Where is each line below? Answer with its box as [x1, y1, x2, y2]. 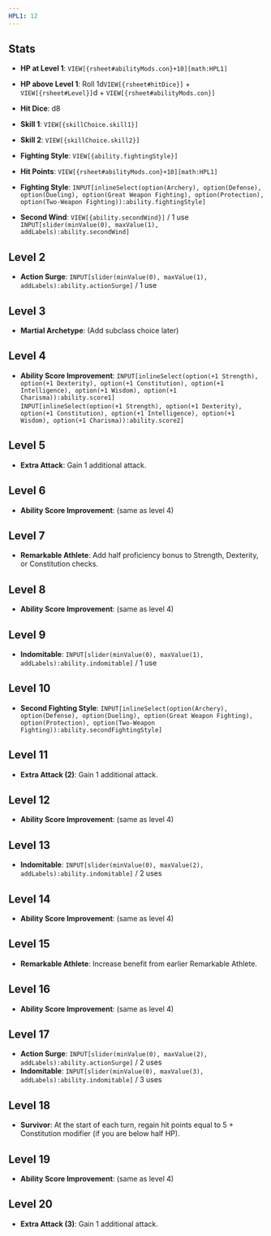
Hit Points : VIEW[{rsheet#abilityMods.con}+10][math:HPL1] [19, 167, 218, 176]
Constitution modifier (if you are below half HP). [19, 1129, 180, 1138]
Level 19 [8, 1152, 51, 1166]
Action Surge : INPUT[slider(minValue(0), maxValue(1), [19, 272, 209, 281]
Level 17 [8, 1028, 50, 1042]
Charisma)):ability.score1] [19, 394, 115, 402]
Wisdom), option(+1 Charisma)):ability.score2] [19, 416, 184, 424]
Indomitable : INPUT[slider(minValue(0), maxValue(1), [19, 649, 204, 659]
